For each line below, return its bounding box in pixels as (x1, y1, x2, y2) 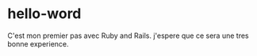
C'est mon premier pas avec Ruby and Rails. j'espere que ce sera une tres (7, 31, 249, 40)
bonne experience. (7, 39, 69, 48)
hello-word (7, 5, 82, 23)
